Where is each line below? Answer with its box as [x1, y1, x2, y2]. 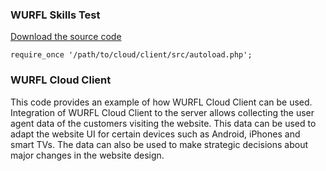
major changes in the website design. [10, 149, 165, 161]
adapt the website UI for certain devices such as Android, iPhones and [10, 128, 301, 140]
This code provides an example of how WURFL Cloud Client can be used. [10, 96, 313, 108]
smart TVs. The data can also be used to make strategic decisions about [10, 138, 308, 150]
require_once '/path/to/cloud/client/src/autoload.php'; [10, 50, 253, 60]
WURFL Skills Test [10, 8, 101, 22]
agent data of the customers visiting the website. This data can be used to [10, 117, 317, 129]
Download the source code [10, 31, 122, 43]
